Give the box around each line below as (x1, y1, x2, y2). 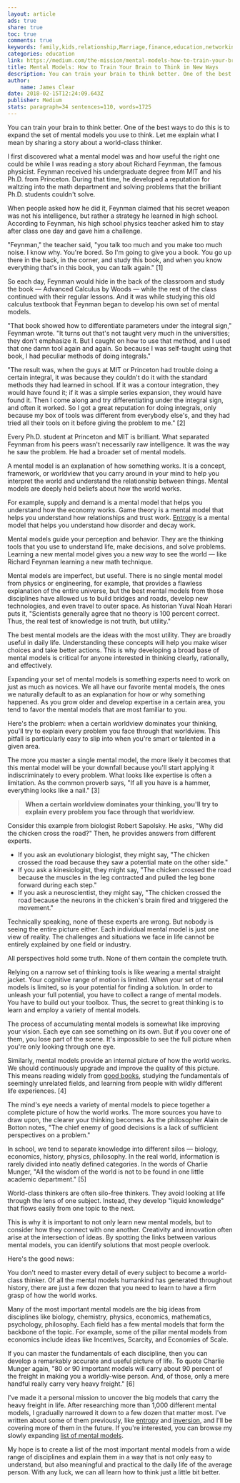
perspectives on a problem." (7, 1130, 91, 1139)
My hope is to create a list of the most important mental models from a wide (7, 1444, 231, 1454)
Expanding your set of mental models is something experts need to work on (7, 674, 231, 683)
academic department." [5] (7, 1174, 87, 1183)
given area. (7, 741, 41, 750)
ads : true (7, 17, 37, 24)
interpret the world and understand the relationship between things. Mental (7, 476, 229, 485)
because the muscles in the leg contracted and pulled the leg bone (17, 873, 215, 882)
